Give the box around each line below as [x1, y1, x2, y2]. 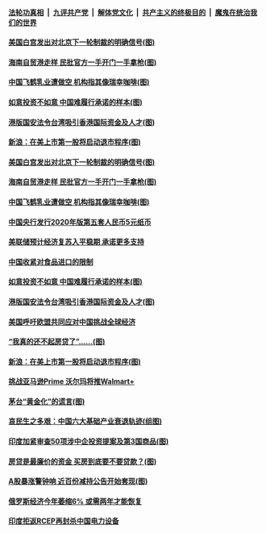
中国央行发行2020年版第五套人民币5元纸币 [8, 217, 152, 227]
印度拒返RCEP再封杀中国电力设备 [8, 516, 119, 526]
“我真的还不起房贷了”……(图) [8, 337, 106, 347]
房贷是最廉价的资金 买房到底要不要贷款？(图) [8, 456, 157, 466]
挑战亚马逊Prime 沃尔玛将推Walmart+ [8, 377, 135, 386]
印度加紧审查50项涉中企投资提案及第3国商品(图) [8, 436, 169, 447]
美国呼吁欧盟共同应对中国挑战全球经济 [8, 317, 135, 327]
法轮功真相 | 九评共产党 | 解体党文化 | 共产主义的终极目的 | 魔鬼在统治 [8, 7, 251, 17]
